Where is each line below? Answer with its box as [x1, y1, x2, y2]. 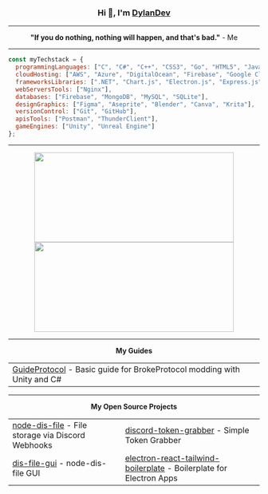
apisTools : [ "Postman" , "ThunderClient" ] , [15, 115, 159, 123]
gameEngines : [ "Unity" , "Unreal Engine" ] [15, 123, 156, 131]
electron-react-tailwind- [124, 453, 220, 464]
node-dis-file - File [12, 419, 88, 430]
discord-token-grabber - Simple [124, 425, 250, 436]
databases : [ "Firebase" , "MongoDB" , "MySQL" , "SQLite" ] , [15, 93, 209, 101]
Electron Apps [124, 472, 178, 484]
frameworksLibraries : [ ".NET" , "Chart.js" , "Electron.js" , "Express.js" [15, 77, 262, 86]
